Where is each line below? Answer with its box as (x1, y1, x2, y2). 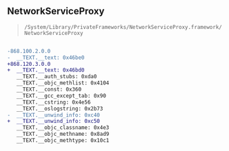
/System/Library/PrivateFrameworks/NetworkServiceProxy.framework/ (23, 23, 222, 30)
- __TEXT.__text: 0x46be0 (7, 54, 85, 61)
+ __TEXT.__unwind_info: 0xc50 (7, 118, 100, 125)
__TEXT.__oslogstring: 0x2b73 (16, 105, 103, 112)
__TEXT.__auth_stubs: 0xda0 (16, 73, 97, 80)
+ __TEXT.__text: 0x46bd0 (7, 67, 85, 74)
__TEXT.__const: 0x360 (16, 86, 81, 93)
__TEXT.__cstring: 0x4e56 (16, 99, 91, 106)
